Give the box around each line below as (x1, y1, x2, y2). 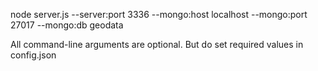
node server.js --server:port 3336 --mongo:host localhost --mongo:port (10, 9, 308, 20)
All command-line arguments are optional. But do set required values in (10, 39, 304, 50)
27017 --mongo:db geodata (10, 19, 124, 31)
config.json (10, 49, 57, 61)
